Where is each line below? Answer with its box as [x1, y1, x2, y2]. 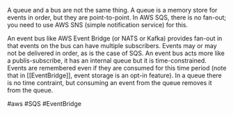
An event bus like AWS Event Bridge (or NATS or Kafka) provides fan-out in [7, 34, 223, 43]
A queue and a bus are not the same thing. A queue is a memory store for [7, 6, 218, 14]
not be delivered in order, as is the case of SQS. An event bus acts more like [7, 49, 225, 57]
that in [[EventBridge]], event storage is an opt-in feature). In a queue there [7, 71, 223, 79]
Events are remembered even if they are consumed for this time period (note [7, 64, 227, 72]
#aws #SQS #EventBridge [7, 100, 82, 107]
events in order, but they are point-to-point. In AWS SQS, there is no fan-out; [7, 13, 227, 22]
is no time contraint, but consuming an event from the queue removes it [7, 79, 212, 86]
